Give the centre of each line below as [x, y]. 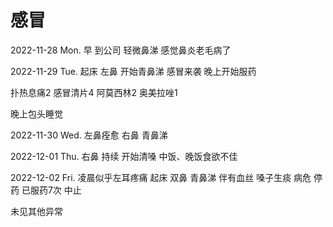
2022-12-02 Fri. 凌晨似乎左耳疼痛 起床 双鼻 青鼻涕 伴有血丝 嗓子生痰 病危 [161, 177]
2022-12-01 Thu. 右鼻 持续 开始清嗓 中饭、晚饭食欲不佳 [124, 156]
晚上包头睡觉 [36, 113]
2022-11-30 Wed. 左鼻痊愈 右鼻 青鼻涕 [89, 135]
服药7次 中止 [55, 190]
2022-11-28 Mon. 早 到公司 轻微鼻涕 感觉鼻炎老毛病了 [121, 50]
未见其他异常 [36, 211]
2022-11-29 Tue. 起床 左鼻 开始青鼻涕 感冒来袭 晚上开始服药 [133, 71]
